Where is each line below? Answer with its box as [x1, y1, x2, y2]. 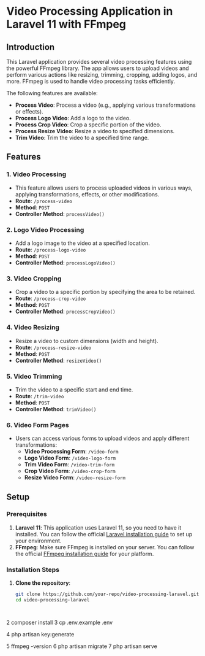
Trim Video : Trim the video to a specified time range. [15, 134, 149, 141]
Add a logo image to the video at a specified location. [15, 239, 150, 247]
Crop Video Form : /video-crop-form [24, 468, 116, 475]
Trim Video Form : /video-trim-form [24, 461, 115, 468]
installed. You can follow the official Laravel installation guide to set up [15, 530, 193, 538]
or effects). [15, 108, 44, 115]
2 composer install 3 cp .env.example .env [6, 619, 113, 626]
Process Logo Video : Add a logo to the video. [15, 115, 132, 122]
